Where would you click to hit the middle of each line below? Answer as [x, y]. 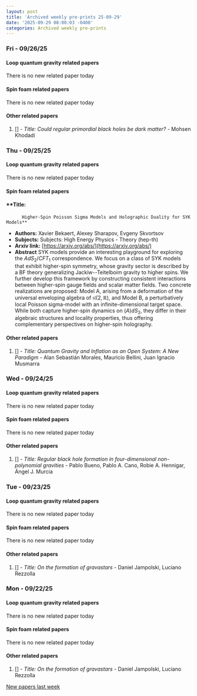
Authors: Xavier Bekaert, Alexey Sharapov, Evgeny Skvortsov [89, 233]
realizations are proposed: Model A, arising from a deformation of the [98, 291]
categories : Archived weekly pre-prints [56, 28]
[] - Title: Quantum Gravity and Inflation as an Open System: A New [97, 351]
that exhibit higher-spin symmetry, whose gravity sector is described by [102, 266]
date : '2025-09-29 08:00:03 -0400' [50, 22]
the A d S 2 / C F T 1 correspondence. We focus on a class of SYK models [98, 259]
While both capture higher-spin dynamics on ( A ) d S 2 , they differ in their [100, 311]
